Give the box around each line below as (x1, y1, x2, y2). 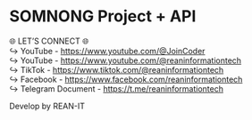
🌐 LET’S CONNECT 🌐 (9, 36, 89, 46)
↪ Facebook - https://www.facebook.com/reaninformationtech (9, 74, 243, 84)
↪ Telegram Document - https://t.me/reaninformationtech (9, 83, 223, 94)
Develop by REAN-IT (9, 100, 86, 111)
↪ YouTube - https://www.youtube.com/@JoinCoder (9, 45, 206, 56)
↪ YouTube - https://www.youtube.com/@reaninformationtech (9, 55, 242, 66)
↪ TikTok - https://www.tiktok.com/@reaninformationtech (9, 64, 224, 75)
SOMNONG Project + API (9, 6, 197, 27)
